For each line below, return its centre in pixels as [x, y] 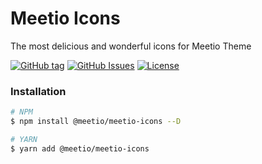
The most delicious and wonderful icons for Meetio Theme [131, 46]
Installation [38, 91]
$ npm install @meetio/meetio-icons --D [96, 122]
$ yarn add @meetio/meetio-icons [80, 148]
